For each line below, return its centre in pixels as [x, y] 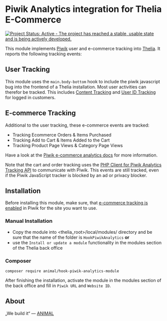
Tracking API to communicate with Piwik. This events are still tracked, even [82, 170]
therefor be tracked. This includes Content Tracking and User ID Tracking [81, 92]
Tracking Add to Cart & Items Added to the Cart [61, 140]
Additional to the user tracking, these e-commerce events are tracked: [77, 125]
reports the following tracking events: [44, 54]
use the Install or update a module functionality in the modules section [87, 242]
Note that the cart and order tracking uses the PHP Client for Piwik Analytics [83, 164]
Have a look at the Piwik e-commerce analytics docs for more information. [82, 155]
